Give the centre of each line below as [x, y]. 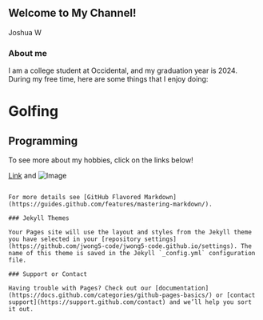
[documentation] [182, 288]
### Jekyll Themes [39, 218]
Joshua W [25, 32]
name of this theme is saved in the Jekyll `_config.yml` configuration [132, 254]
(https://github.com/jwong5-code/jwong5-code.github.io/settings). [123, 246]
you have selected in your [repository [75, 239]
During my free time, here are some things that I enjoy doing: [108, 79]
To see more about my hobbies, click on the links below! [101, 160]
